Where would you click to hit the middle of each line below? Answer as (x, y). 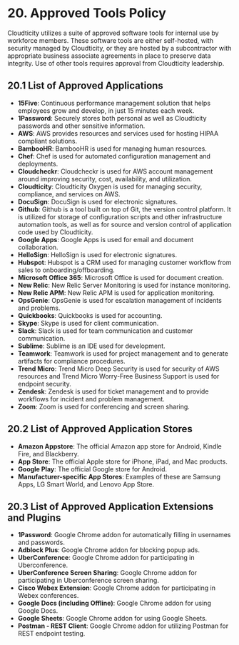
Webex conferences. (48, 596)
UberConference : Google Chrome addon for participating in (106, 558)
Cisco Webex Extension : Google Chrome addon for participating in (117, 588)
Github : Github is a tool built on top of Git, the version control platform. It (124, 209)
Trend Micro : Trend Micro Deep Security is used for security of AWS (118, 369)
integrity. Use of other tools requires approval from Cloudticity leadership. (116, 63)
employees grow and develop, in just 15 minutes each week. (106, 110)
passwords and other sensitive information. (81, 126)
